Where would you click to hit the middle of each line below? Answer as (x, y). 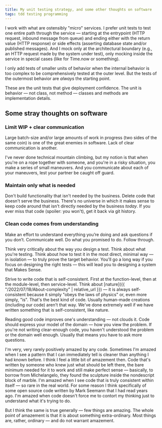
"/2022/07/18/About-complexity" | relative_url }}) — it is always (68, 289)
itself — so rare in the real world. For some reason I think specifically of (76, 385)
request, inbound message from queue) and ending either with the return (78, 38)
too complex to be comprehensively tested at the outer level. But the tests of (81, 73)
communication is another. (31, 148)
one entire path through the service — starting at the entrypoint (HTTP (75, 33)
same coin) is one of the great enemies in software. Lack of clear (69, 143)
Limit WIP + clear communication (45, 127)
